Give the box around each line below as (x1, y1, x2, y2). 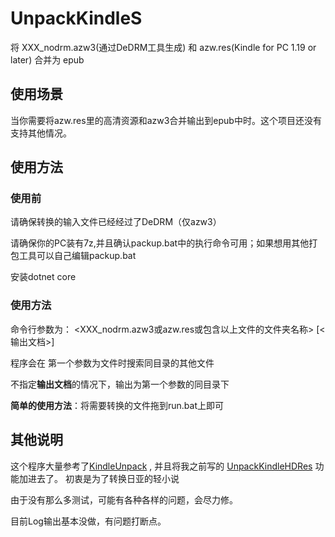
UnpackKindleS (10, 7, 143, 30)
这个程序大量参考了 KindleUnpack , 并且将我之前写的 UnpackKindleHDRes (10, 460, 313, 472)
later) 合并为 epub (10, 53, 85, 66)
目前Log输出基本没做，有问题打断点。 (10, 515, 167, 527)
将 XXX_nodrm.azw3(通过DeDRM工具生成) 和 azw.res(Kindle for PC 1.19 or (10, 41, 317, 53)
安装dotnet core (10, 271, 77, 283)
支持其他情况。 (10, 127, 72, 139)
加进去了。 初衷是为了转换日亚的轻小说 (18, 472, 180, 484)
